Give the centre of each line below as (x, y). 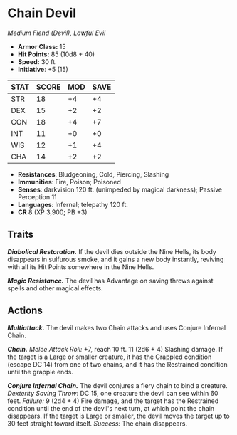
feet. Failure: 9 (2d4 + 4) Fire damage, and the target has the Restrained (113, 401)
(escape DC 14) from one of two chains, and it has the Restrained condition (117, 364)
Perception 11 (37, 196)
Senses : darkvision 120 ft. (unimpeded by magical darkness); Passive (120, 189)
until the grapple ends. (40, 372)
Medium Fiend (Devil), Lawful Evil (57, 33)
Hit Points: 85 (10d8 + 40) (56, 54)
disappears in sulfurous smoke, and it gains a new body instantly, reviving (116, 259)
